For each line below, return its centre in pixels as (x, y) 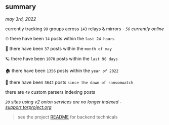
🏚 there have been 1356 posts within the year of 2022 (62, 71)
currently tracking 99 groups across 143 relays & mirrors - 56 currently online (85, 29)
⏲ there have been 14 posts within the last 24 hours (60, 38)
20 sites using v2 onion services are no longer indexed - (64, 102)
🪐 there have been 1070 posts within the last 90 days (61, 58)
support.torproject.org (28, 107)
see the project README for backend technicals (68, 117)
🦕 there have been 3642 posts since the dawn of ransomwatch (69, 82)
